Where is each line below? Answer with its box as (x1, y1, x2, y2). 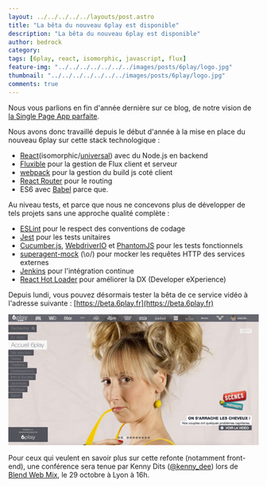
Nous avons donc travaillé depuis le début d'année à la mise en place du (8, 127, 246, 136)
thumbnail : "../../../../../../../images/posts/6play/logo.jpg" (8, 72, 226, 80)
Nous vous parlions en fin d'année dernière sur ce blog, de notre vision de (8, 103, 252, 112)
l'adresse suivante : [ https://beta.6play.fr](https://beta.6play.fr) (8, 298, 215, 308)
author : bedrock (8, 38, 62, 46)
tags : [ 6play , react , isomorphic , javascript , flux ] (8, 55, 187, 63)
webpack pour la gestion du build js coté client (19, 167, 173, 177)
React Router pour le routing (19, 176, 113, 185)
